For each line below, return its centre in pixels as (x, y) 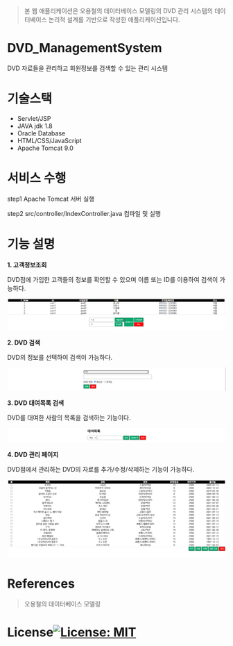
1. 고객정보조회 (27, 265)
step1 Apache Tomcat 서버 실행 (51, 199)
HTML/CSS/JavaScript (49, 140)
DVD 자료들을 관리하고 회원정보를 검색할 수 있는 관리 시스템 (88, 68)
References (41, 584)
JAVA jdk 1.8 (35, 126)
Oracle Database (41, 133)
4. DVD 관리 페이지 (33, 455)
